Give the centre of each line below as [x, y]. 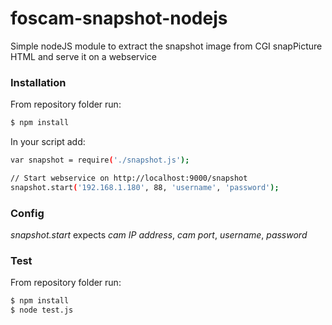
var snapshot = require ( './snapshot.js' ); [100, 160]
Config [27, 213]
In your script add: [48, 142]
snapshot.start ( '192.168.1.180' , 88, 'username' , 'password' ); [145, 187]
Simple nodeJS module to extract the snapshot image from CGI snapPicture [166, 46]
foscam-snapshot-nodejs [119, 18]
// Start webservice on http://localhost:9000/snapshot [129, 178]
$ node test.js [42, 310]
